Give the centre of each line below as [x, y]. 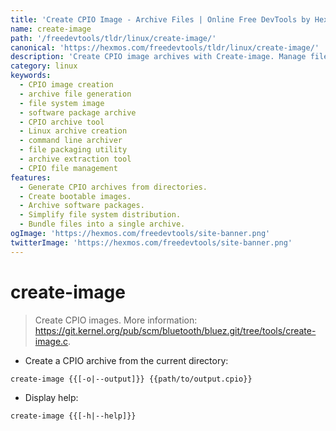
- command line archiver [71, 141]
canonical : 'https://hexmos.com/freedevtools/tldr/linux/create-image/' [165, 47]
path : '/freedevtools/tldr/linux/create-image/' [113, 38]
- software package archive [78, 112]
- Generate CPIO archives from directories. [113, 187]
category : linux [44, 66]
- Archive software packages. [82, 206]
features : [31, 177]
